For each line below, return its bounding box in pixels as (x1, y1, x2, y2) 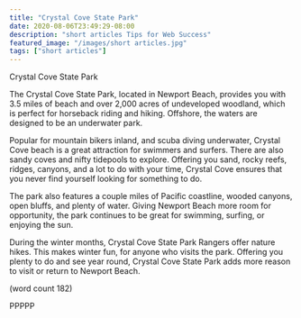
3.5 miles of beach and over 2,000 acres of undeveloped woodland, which (9, 98, 286, 109)
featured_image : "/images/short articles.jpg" (9, 38, 187, 48)
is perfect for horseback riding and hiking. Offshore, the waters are (9, 108, 259, 119)
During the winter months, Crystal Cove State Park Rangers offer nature (9, 237, 276, 248)
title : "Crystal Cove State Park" (9, 13, 140, 23)
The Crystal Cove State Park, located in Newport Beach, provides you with (9, 89, 287, 100)
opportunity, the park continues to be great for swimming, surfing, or (9, 210, 265, 221)
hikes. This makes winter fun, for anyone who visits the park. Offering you (9, 247, 284, 258)
